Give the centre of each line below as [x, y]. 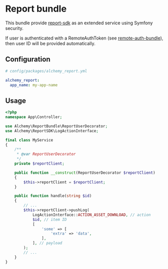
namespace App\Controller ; [34, 117]
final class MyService [29, 140]
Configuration [28, 60]
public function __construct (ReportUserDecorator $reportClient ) [85, 173]
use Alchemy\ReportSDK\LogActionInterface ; [52, 131]
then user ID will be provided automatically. [50, 43]
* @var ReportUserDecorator [46, 154]
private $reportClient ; [40, 164]
